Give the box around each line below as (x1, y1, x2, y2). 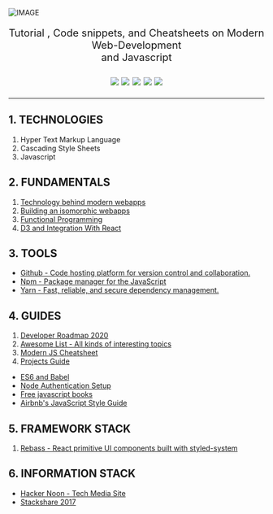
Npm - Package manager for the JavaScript (19, 277, 167, 286)
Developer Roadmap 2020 (19, 330, 109, 341)
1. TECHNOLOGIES (8, 113, 104, 127)
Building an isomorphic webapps (19, 206, 130, 216)
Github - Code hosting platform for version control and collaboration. (19, 268, 250, 278)
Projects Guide (19, 356, 71, 366)
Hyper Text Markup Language (19, 134, 121, 144)
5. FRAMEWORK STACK (8, 421, 132, 435)
